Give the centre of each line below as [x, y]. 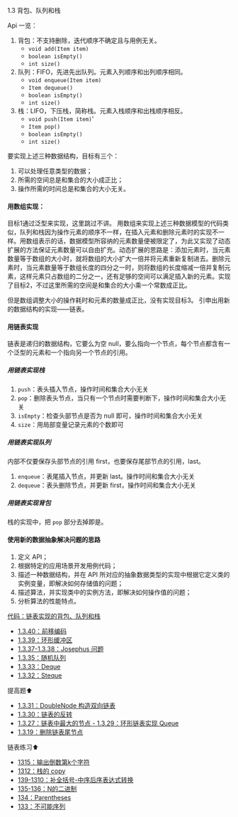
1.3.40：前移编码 [42, 631]
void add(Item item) [58, 49]
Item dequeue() [50, 88]
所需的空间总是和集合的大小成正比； [70, 180]
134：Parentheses [44, 797]
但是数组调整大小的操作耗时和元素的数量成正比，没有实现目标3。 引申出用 [116, 300]
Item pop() [44, 127]
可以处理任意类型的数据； [55, 171]
